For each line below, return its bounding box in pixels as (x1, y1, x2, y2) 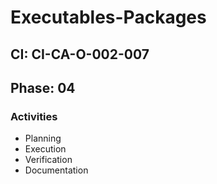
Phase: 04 (10, 79, 76, 96)
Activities (10, 109, 58, 123)
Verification (24, 154, 73, 166)
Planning (24, 132, 62, 145)
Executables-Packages (10, 6, 207, 29)
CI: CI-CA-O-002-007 (10, 46, 150, 63)
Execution (24, 143, 67, 155)
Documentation (24, 164, 89, 176)
